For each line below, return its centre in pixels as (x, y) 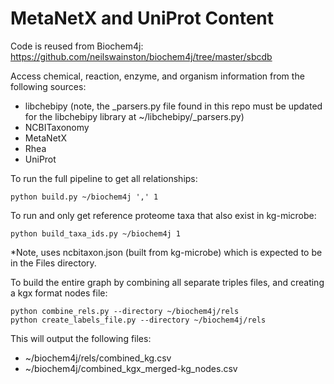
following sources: (48, 86)
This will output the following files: (81, 338)
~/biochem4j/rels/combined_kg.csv (98, 358)
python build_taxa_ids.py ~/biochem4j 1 (96, 233)
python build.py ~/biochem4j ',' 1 (84, 197)
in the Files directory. (53, 263)
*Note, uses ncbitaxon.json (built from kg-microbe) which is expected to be (166, 252)
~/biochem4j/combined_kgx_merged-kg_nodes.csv (131, 368)
